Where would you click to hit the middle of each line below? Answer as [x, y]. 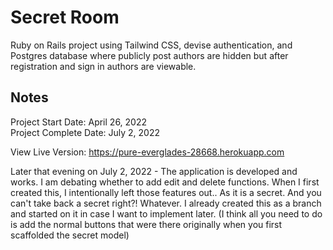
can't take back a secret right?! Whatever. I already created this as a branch [166, 203]
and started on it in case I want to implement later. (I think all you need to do [166, 213]
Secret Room [65, 17]
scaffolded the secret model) [70, 235]
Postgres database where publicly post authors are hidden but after [149, 55]
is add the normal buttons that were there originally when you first [146, 224]
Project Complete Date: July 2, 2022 [85, 132]
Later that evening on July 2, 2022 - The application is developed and [154, 171]
